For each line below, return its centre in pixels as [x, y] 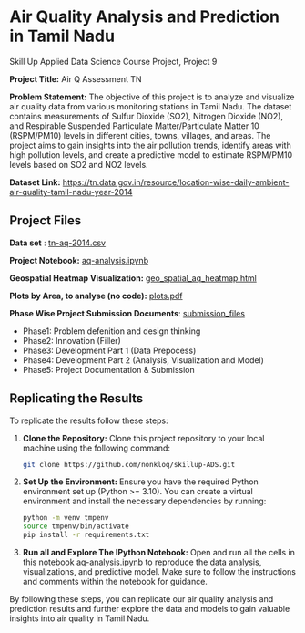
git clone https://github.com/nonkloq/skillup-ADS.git [129, 464]
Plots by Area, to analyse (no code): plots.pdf [97, 296]
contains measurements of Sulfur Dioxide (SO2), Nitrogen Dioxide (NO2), [147, 116]
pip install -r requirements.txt [86, 535]
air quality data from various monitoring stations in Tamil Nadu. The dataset [151, 106]
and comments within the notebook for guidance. [115, 582]
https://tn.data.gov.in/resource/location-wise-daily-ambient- [176, 182]
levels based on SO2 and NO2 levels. [79, 164]
